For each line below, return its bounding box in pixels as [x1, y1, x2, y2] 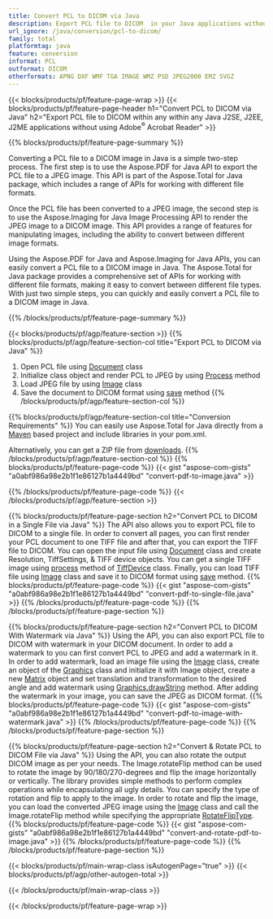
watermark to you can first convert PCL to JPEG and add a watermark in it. [8, 648, 258, 658]
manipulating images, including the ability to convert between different [8, 229, 245, 240]
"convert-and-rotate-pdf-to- [166, 828, 262, 838]
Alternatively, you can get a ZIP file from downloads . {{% [8, 445, 199, 455]
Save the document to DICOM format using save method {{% [19, 388, 225, 398]
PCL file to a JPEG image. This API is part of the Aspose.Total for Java [8, 171, 243, 181]
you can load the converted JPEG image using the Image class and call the [8, 802, 259, 812]
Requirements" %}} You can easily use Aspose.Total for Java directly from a [8, 420, 263, 431]
